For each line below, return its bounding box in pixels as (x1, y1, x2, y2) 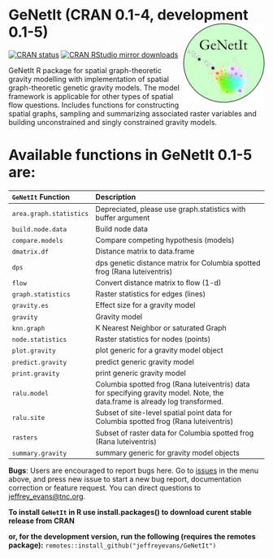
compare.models (11, 237, 63, 245)
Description (95, 192, 136, 202)
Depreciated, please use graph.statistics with (95, 204, 246, 214)
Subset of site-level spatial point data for (95, 408, 233, 417)
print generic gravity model (95, 368, 187, 378)
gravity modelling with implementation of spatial (8, 74, 169, 84)
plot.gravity (11, 347, 56, 355)
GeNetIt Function (11, 192, 71, 202)
